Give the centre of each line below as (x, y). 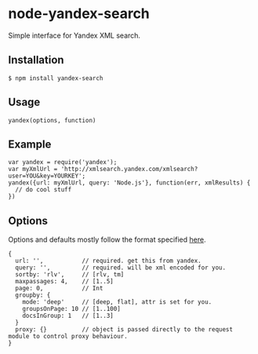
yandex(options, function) (52, 120)
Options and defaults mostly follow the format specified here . (107, 239)
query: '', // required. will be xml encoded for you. (120, 268)
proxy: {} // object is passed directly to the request (124, 330)
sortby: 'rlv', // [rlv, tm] (70, 275)
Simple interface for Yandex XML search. (74, 35)
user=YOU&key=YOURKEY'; (47, 176)
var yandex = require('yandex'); (63, 162)
